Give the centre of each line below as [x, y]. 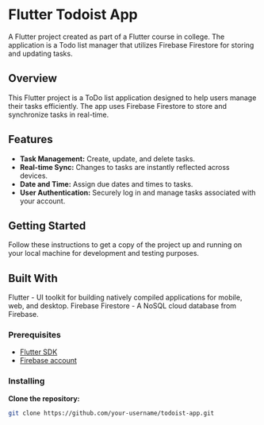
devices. [34, 176]
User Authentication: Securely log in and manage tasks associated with [138, 192]
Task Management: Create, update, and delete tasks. [107, 158]
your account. [42, 201]
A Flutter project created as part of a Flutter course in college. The [117, 37]
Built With [33, 278]
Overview [33, 78]
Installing [27, 381]
